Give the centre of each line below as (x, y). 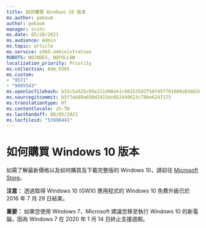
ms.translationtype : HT (37, 103)
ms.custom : (20, 75)
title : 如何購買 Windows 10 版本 (46, 12)
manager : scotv (26, 29)
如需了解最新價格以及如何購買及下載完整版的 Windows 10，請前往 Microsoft (102, 170)
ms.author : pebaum (30, 18)
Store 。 (16, 178)
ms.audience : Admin (31, 40)
